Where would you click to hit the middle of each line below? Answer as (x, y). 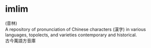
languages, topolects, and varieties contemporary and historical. (71, 35)
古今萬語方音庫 (20, 41)
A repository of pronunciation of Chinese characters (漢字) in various (75, 29)
